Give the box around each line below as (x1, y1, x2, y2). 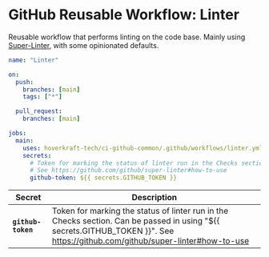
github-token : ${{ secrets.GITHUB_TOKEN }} (29, 174, 178, 182)
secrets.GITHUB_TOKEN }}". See (51, 226, 175, 237)
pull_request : (15, 107, 62, 115)
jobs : (8, 130, 26, 138)
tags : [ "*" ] (22, 93, 62, 101)
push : (15, 78, 34, 86)
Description (131, 192, 178, 203)
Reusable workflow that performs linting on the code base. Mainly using (8, 32, 246, 42)
